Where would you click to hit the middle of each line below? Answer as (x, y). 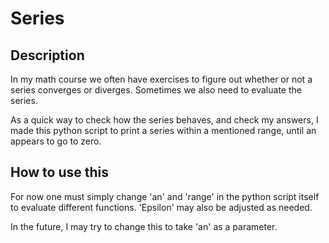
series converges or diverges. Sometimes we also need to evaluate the (156, 90)
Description (47, 55)
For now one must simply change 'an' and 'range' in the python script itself (165, 196)
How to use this (60, 172)
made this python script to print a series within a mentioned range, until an (163, 130)
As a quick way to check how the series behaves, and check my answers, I (164, 120)
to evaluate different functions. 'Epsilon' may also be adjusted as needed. (161, 207)
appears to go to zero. (56, 141)
